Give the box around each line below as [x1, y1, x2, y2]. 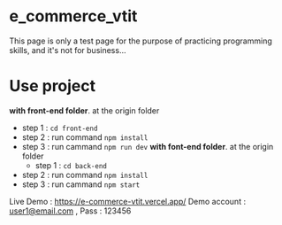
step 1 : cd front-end [21, 122, 98, 133]
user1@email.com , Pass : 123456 [9, 206, 132, 216]
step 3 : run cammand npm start [21, 179, 141, 190]
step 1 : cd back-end [34, 159, 108, 170]
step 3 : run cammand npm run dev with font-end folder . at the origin [21, 141, 274, 151]
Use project [9, 76, 96, 97]
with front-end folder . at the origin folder [9, 105, 160, 116]
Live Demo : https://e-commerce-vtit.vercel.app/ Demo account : [9, 196, 246, 206]
